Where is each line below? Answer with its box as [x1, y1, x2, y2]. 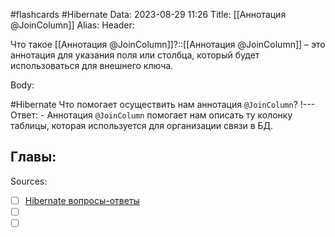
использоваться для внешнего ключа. [10, 60, 174, 71]
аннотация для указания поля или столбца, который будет [10, 49, 260, 61]
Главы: [10, 149, 57, 166]
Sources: [10, 175, 48, 187]
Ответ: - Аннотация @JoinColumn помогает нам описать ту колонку [10, 109, 293, 121]
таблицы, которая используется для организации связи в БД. [10, 120, 274, 131]
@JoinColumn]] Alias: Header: [10, 19, 135, 31]
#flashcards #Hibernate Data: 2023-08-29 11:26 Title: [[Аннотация [10, 9, 287, 20]
